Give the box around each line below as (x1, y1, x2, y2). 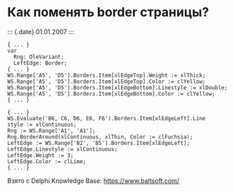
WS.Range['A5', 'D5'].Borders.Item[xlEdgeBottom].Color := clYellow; (7, 90, 216, 97)
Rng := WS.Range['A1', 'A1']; (7, 127, 96, 134)
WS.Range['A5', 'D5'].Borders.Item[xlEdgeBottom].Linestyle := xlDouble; (7, 84, 228, 91)
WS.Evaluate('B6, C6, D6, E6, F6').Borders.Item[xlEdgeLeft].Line (7, 115, 206, 122)
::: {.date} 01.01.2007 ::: (7, 27, 74, 36)
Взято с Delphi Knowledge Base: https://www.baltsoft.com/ (7, 177, 180, 185)
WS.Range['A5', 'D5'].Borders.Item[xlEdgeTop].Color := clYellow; (7, 78, 206, 85)
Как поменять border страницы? (7, 4, 209, 20)
